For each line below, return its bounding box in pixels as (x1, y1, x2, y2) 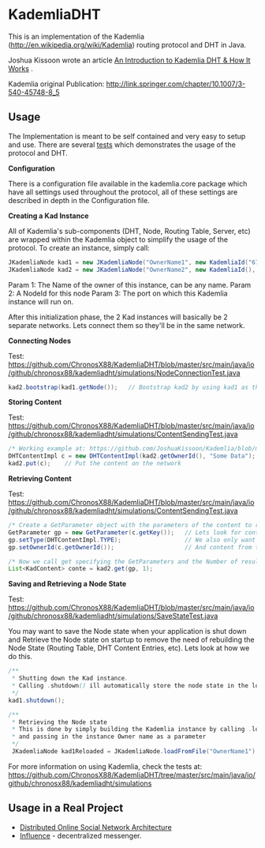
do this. (8, 652, 33, 661)
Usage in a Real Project (8, 801, 124, 815)
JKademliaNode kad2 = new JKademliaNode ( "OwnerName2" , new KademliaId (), (8, 266, 256, 273)
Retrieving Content (8, 474, 73, 483)
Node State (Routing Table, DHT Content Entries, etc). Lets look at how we (8, 643, 250, 653)
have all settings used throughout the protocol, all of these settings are (8, 187, 238, 197)
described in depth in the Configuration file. (8, 195, 150, 205)
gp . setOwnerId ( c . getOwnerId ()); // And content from (8, 543, 252, 551)
